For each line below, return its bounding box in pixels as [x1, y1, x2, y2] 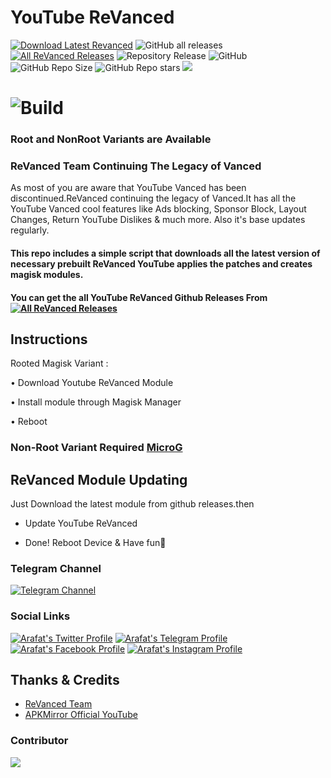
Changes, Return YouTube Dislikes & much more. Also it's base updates [10, 214, 306, 226]
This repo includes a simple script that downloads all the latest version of [10, 247, 321, 259]
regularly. [10, 224, 50, 236]
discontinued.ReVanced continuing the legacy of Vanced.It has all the [10, 192, 297, 205]
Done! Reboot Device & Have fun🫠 [24, 537, 167, 549]
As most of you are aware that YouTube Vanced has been [10, 182, 247, 194]
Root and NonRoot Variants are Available [10, 132, 212, 146]
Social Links [10, 609, 71, 623]
